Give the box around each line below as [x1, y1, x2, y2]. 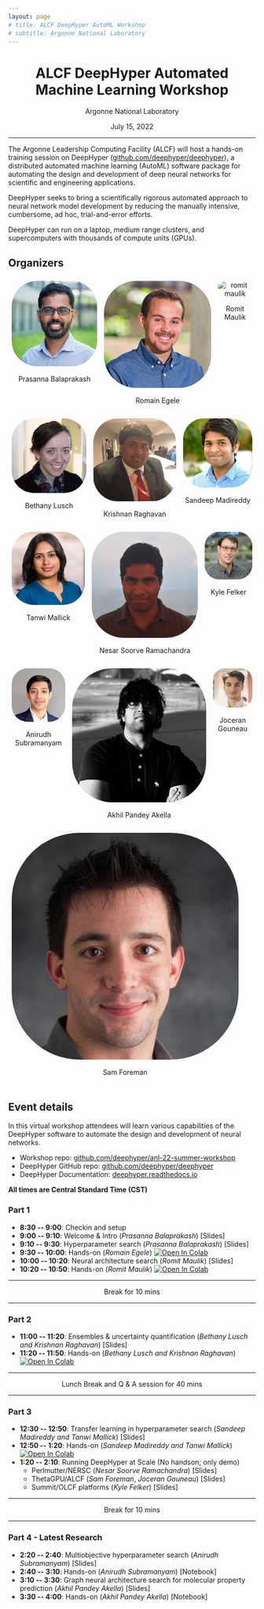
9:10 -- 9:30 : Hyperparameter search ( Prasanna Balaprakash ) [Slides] [19, 1239, 249, 1248]
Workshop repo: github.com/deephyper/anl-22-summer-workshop [19, 1153, 236, 1163]
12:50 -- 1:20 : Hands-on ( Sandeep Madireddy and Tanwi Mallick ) [19, 1441, 233, 1450]
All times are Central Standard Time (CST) [8, 1185, 148, 1194]
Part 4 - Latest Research [8, 1532, 103, 1543]
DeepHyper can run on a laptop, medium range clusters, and [8, 225, 204, 235]
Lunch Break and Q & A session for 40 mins [61, 1380, 203, 1389]
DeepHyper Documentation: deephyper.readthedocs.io [19, 1170, 198, 1179]
